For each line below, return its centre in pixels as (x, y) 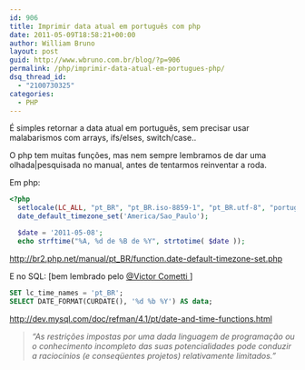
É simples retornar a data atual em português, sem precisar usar (129, 128)
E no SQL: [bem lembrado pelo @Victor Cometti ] (101, 276)
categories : (32, 94)
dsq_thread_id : (38, 77)
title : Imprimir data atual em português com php (105, 26)
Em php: (25, 183)
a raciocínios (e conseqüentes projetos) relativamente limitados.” (154, 355)
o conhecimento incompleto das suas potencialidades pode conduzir (162, 345)
